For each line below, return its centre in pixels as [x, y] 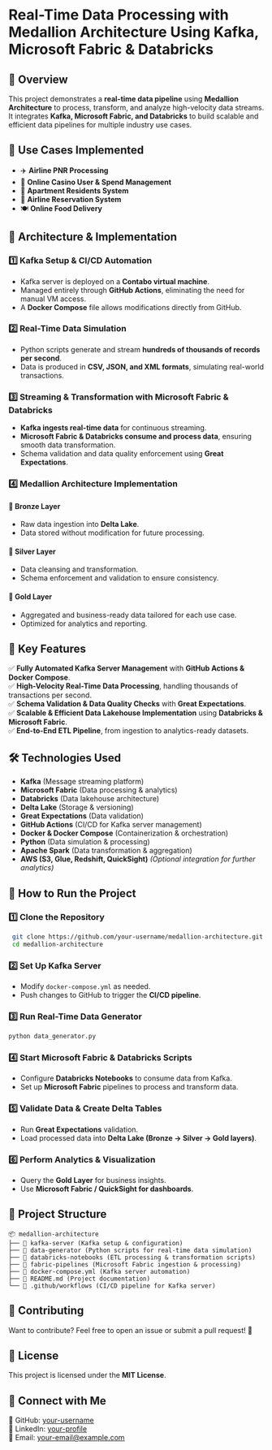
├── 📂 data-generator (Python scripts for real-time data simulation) [130, 1250]
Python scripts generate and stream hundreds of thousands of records [140, 349]
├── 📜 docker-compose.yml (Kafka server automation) [99, 1271]
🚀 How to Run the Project [72, 893]
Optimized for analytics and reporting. [84, 624]
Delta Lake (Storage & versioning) [77, 807]
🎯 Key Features [47, 649]
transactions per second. [50, 695]
